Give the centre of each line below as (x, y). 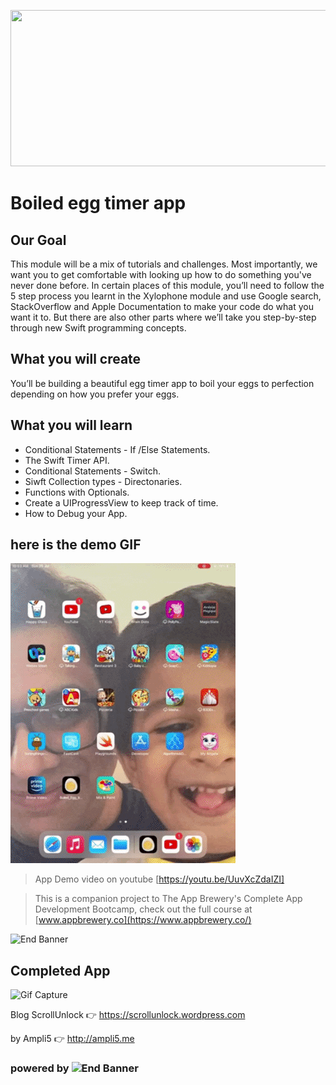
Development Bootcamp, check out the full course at (143, 909)
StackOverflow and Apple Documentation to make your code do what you (162, 306)
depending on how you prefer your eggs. (95, 394)
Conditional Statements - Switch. (93, 471)
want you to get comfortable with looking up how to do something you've (161, 274)
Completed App (60, 970)
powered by (40, 1068)
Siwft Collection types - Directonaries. (103, 481)
